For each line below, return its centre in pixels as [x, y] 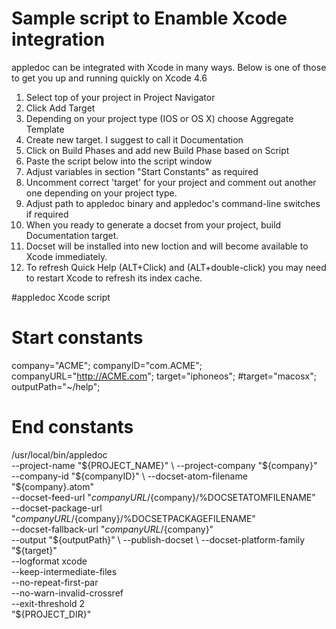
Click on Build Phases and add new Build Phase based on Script [157, 150]
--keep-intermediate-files [64, 571]
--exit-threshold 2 [48, 603]
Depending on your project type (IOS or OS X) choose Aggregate [159, 118]
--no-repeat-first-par [55, 582]
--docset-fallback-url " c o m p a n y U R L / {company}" [112, 529]
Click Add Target [60, 108]
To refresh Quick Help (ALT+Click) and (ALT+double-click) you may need [176, 267]
